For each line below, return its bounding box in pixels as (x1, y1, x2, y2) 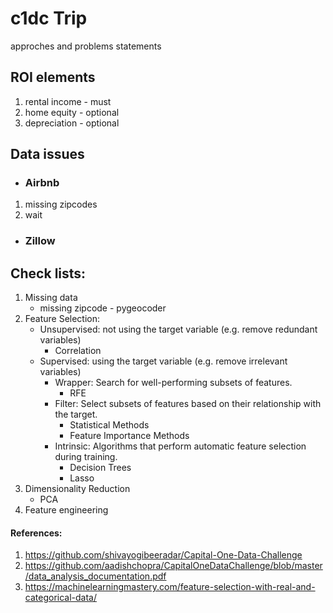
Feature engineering (24, 504, 109, 516)
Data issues (10, 146, 85, 163)
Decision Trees (69, 462, 132, 474)
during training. (54, 451, 118, 463)
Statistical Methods (69, 419, 150, 431)
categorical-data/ (24, 592, 97, 604)
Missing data (24, 292, 78, 304)
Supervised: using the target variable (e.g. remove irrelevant (39, 355, 288, 367)
